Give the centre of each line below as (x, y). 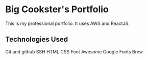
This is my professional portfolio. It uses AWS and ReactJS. (67, 23)
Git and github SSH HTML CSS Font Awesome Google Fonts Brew (74, 51)
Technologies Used (36, 39)
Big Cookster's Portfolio (57, 9)
